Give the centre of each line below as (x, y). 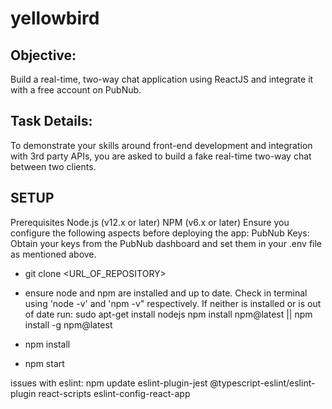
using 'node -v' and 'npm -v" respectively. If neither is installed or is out (173, 303)
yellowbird (55, 18)
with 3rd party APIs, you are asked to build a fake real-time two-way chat (161, 156)
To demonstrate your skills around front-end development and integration (161, 145)
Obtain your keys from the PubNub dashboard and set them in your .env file (166, 243)
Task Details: (51, 121)
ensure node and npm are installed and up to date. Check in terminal (166, 293)
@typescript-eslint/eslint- (262, 383)
